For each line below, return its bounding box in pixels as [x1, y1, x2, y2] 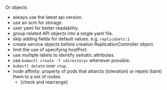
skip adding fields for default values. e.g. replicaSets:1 [12, 36, 130, 42]
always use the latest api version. [12, 14, 83, 20]
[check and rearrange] [20, 79, 68, 85]
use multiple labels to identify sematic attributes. [12, 52, 115, 58]
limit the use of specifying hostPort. [12, 47, 88, 52]
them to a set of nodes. [12, 74, 62, 79]
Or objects [5, 5, 28, 10]
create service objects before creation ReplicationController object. [12, 41, 155, 47]
